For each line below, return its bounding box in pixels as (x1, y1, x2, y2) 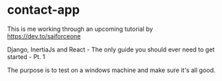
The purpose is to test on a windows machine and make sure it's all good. (7, 66, 216, 74)
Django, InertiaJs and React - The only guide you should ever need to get (7, 45, 215, 54)
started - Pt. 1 (7, 52, 46, 60)
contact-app (7, 2, 80, 18)
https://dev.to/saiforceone (7, 32, 81, 40)
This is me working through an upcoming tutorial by (7, 25, 153, 33)
